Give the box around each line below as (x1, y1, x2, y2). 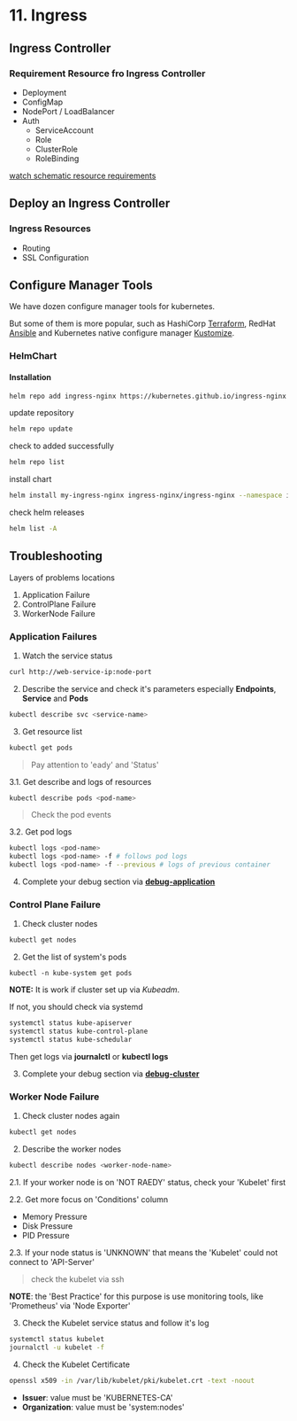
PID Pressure (21, 1230, 70, 1240)
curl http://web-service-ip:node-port (9, 667, 152, 676)
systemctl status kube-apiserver (9, 1019, 133, 1028)
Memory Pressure (21, 1211, 88, 1222)
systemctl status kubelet (9, 1334, 104, 1343)
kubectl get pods (9, 743, 73, 752)
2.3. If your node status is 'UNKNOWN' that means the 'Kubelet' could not (9, 1246, 278, 1258)
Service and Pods (21, 693, 88, 703)
